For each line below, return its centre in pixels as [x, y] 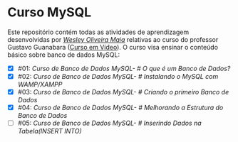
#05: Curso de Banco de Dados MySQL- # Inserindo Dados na [109, 123]
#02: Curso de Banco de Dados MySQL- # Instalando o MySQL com [118, 76]
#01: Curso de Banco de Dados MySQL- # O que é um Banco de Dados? [124, 68]
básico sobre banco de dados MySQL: [63, 55]
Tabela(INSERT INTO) [50, 131]
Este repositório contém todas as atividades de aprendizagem [98, 32]
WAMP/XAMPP [40, 84]
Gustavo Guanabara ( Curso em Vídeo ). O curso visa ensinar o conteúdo [113, 47]
